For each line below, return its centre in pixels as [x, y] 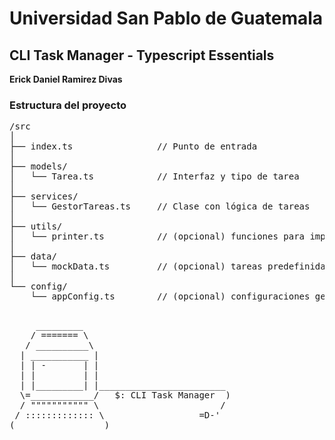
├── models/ [38, 166]
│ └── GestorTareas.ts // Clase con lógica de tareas [160, 206]
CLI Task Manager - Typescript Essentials [142, 55]
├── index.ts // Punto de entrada [133, 146]
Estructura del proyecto [68, 105]
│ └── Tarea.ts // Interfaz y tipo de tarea [154, 176]
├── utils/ [36, 226]
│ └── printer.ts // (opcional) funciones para [157, 236]
